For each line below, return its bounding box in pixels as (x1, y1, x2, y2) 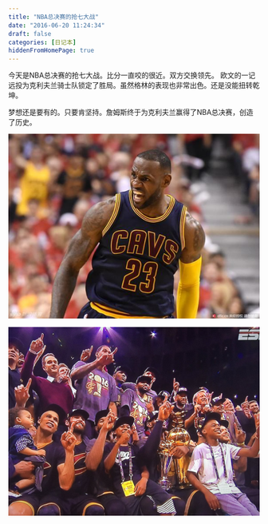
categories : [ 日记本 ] (8, 38, 77, 46)
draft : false (8, 30, 52, 38)
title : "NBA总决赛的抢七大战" (8, 13, 100, 21)
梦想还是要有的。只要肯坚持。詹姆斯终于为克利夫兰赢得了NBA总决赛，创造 (8, 108, 254, 117)
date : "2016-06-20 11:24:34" (8, 21, 105, 30)
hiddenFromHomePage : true (8, 46, 94, 55)
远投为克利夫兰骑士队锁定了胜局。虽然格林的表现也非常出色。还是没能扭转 (8, 81, 253, 90)
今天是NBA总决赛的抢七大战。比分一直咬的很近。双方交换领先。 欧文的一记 (8, 70, 256, 80)
